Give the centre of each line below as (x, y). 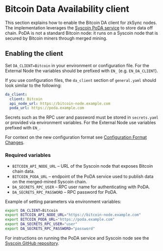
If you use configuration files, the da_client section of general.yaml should (81, 80)
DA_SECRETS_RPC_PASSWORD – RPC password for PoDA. (65, 192)
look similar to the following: (34, 85)
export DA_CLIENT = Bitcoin (31, 210)
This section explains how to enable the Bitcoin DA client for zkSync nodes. (81, 23)
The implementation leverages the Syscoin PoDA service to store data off (79, 27)
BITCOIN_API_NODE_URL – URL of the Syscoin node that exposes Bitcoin (82, 166)
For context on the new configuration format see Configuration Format (76, 137)
